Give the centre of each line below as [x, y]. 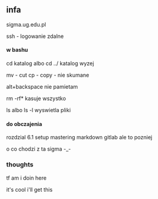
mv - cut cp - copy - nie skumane [48, 75]
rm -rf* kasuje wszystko [36, 98]
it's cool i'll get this [29, 189]
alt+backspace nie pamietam [42, 87]
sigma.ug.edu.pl [26, 24]
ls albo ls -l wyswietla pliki [38, 110]
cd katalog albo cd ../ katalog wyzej [50, 63]
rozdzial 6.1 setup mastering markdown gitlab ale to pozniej [79, 137]
